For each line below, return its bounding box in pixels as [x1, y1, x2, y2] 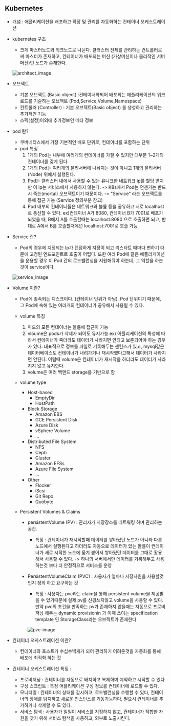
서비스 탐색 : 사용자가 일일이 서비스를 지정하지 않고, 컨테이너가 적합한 [19, 709, 158, 715]
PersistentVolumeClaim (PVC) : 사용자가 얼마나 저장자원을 [27, 573, 146, 579]
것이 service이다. [19, 263, 55, 270]
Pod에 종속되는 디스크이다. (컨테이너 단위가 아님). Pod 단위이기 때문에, [19, 295, 161, 302]
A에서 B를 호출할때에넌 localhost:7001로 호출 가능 [37, 222, 138, 228]
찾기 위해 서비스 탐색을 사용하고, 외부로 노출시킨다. [29, 715, 131, 721]
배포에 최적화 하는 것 [19, 654, 61, 661]
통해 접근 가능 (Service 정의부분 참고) [27, 197, 103, 203]
